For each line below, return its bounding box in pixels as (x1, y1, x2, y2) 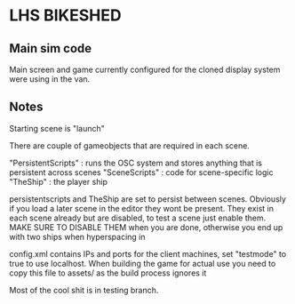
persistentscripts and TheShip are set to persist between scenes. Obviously (9, 193, 287, 204)
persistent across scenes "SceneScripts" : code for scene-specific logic (9, 166, 274, 178)
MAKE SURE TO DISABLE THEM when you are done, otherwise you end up (9, 221, 283, 232)
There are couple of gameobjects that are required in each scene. (9, 140, 251, 151)
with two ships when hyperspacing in (9, 231, 146, 242)
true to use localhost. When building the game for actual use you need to (9, 258, 276, 268)
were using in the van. (9, 74, 91, 84)
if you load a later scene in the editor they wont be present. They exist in (9, 203, 274, 213)
